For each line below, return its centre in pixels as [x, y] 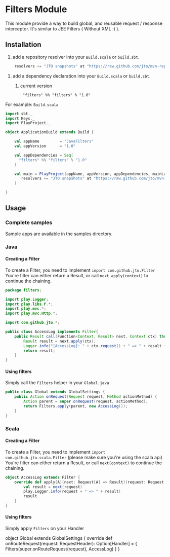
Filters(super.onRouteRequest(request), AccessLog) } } [62, 549]
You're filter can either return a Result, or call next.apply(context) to [77, 275]
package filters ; [24, 290]
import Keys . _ [20, 118]
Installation [23, 45]
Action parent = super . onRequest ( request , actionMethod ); [86, 401]
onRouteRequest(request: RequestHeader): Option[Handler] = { [71, 544]
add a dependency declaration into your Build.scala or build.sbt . [81, 76]
